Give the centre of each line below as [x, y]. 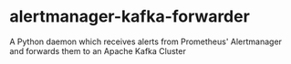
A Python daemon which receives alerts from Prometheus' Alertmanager [146, 41]
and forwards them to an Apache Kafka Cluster [98, 50]
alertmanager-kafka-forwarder [130, 17]
